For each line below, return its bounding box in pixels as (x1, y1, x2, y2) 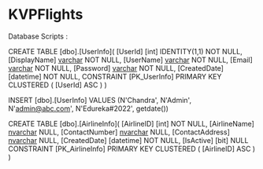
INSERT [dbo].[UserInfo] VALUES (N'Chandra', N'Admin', (8, 95, 191, 105)
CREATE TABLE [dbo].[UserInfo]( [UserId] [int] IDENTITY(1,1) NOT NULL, (8, 46, 243, 56)
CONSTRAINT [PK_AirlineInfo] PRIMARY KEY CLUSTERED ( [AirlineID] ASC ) (8, 144, 256, 153)
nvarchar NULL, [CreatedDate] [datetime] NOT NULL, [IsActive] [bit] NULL (8, 135, 249, 145)
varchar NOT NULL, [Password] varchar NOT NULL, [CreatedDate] (8, 63, 224, 72)
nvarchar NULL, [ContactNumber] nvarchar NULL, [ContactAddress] (8, 127, 230, 137)
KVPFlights (8, 6, 83, 24)
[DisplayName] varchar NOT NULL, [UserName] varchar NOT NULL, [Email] (8, 55, 254, 64)
